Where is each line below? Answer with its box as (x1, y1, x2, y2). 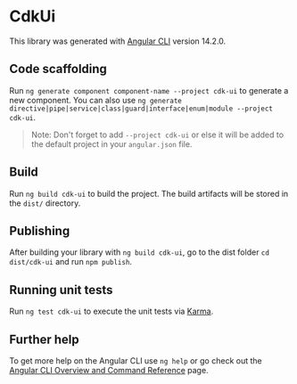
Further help (9, 331, 80, 347)
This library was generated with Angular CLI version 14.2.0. (9, 36, 227, 46)
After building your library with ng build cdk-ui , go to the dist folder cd (9, 247, 270, 257)
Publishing (9, 223, 70, 238)
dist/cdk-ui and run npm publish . (9, 257, 132, 267)
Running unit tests (9, 282, 113, 298)
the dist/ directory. (9, 198, 81, 208)
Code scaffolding (9, 61, 107, 77)
